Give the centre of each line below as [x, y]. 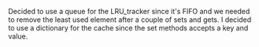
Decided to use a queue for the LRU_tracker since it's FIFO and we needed [129, 11]
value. [18, 36]
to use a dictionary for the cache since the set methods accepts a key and [128, 28]
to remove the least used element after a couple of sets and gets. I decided [130, 20]
